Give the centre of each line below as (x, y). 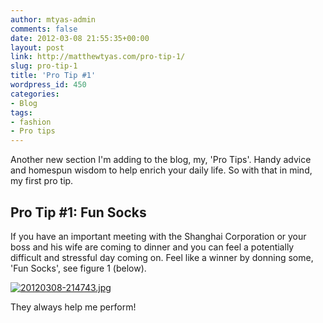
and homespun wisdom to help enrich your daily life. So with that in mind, (161, 170)
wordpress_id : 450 (48, 85)
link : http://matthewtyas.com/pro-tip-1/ (98, 57)
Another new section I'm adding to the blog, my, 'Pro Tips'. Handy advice (161, 160)
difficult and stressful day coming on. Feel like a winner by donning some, (162, 257)
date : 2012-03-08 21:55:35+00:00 (80, 38)
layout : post (37, 47)
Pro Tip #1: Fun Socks (78, 212)
